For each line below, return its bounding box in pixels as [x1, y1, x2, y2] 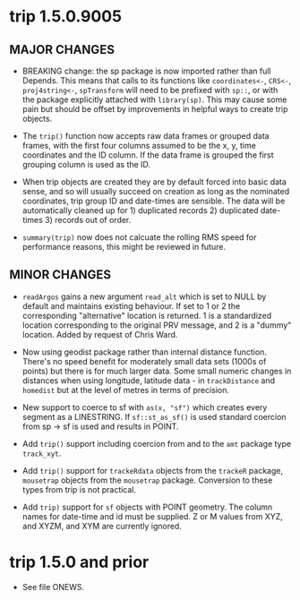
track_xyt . [21, 448, 62, 459]
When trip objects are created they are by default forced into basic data [21, 176, 287, 187]
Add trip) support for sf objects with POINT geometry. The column [21, 501, 273, 512]
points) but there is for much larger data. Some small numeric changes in [21, 365, 292, 376]
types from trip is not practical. [21, 484, 137, 494]
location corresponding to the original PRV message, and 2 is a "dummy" [21, 320, 292, 330]
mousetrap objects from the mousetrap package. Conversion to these [21, 475, 273, 485]
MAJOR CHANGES [9, 42, 115, 57]
